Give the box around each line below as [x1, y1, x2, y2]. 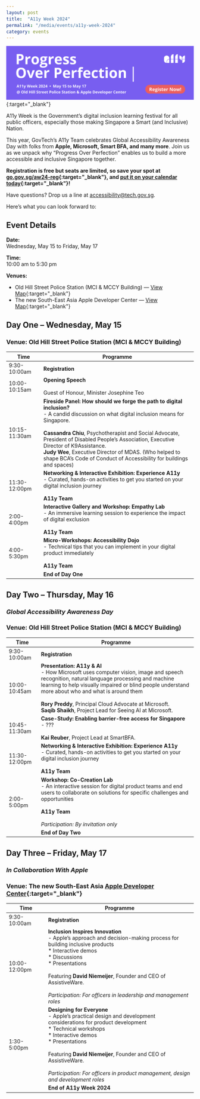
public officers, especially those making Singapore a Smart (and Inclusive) [6, 118, 189, 126]
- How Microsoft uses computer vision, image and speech [40, 668, 183, 676]
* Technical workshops [48, 1025, 105, 1033]
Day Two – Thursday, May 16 [6, 590, 114, 600]
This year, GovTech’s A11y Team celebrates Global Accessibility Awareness [6, 136, 190, 144]
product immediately [43, 549, 94, 557]
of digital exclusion [43, 516, 90, 523]
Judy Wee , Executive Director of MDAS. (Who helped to [43, 448, 180, 456]
